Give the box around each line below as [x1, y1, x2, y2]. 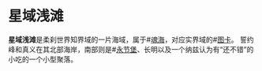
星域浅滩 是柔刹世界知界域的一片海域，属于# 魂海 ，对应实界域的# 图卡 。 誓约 [8, 35, 254, 44]
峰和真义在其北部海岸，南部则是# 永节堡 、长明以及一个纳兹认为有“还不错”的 [8, 44, 254, 54]
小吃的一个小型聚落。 [8, 54, 77, 64]
